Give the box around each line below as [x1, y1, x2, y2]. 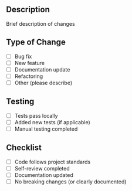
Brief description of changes [6, 20, 75, 27]
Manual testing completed [14, 125, 78, 132]
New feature [14, 59, 45, 66]
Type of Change [6, 37, 66, 47]
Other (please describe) [14, 79, 73, 86]
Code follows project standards [14, 158, 91, 165]
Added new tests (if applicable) [14, 118, 91, 125]
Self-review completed [14, 165, 70, 172]
